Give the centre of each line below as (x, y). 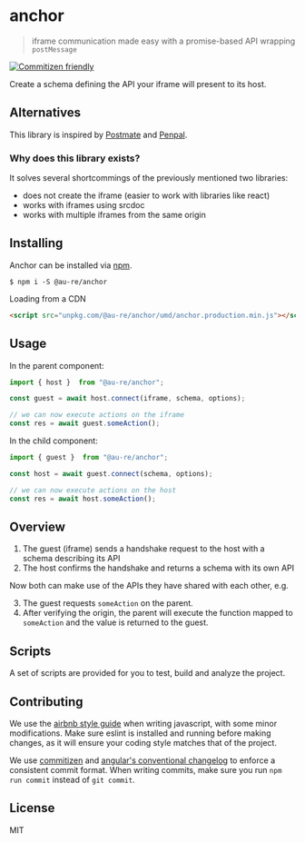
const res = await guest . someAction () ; (85, 423)
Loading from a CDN (48, 298)
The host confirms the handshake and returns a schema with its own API (158, 568)
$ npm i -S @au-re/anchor (58, 282)
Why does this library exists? (75, 158)
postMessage (54, 50)
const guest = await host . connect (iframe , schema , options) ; (128, 399)
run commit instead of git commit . (72, 779)
